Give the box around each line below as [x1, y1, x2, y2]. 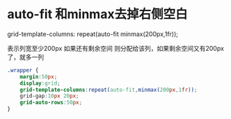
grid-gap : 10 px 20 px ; [19, 93, 79, 100]
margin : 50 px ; [19, 73, 58, 80]
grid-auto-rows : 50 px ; [19, 99, 82, 106]
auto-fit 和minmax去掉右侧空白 [7, 6, 188, 22]
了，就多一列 [7, 53, 44, 61]
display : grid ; [19, 79, 61, 87]
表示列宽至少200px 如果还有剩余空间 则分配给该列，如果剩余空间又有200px [7, 44, 225, 52]
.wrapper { [7, 67, 39, 74]
